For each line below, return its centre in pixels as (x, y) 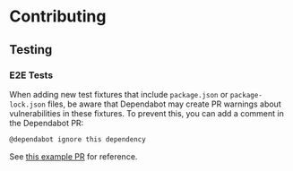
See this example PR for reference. (73, 156)
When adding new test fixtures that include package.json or (119, 94)
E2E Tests (31, 75)
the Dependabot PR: (47, 123)
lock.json (28, 105)
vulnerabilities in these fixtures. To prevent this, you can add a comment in (146, 113)
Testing (31, 50)
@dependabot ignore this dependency (78, 139)
